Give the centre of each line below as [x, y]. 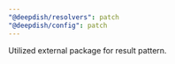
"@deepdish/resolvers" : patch [64, 17]
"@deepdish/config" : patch [58, 25]
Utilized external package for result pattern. [87, 50]
